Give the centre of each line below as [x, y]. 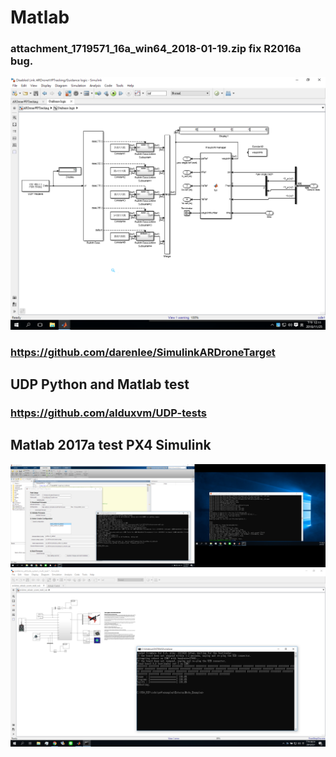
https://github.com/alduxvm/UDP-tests [108, 413]
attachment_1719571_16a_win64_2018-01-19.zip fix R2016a [156, 49]
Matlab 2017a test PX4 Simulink [111, 445]
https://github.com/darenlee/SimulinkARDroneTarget [143, 352]
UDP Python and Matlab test [100, 384]
